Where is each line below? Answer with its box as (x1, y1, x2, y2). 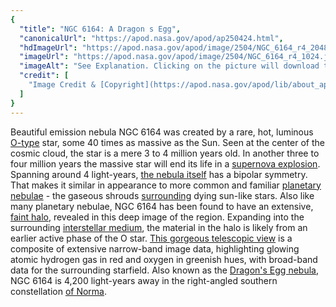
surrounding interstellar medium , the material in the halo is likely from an (10, 221, 308, 233)
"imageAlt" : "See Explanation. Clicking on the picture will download (19, 61, 320, 71)
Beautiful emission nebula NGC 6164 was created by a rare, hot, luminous (10, 126, 314, 138)
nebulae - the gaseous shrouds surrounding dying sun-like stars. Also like (10, 189, 315, 201)
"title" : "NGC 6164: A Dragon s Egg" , (19, 24, 182, 34)
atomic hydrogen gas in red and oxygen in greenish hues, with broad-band (10, 253, 318, 265)
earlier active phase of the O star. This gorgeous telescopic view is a (10, 232, 293, 244)
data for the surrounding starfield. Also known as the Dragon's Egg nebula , (10, 264, 319, 276)
